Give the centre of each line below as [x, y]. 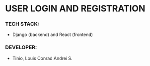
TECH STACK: [22, 24]
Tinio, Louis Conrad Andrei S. [42, 58]
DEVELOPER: [21, 47]
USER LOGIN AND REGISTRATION [75, 9]
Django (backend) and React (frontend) [53, 34]
